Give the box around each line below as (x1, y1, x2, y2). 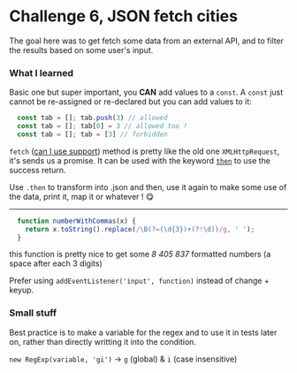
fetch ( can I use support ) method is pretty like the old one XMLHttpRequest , (9, 146, 280, 156)
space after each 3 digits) (9, 258, 103, 269)
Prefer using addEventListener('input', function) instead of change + (9, 276, 270, 286)
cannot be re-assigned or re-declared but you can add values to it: (9, 96, 252, 107)
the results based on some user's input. (9, 44, 154, 55)
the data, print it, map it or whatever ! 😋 (9, 191, 155, 202)
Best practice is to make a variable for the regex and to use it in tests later (9, 327, 278, 338)
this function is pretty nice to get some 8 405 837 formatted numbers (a (9, 249, 271, 260)
